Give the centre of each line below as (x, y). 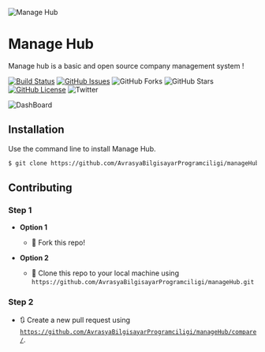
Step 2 (21, 302)
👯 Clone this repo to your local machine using (105, 273)
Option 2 (34, 258)
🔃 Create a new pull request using (75, 320)
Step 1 (20, 210)
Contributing (40, 188)
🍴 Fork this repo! (58, 243)
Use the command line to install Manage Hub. (82, 148)
